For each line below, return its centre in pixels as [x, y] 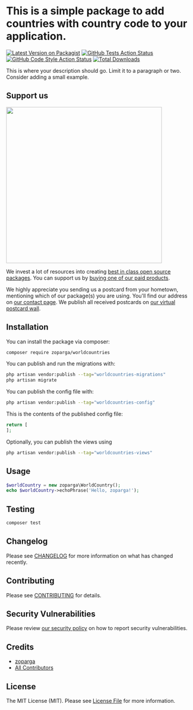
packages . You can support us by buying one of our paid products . [88, 278]
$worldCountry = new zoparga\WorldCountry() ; [63, 485]
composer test [24, 523]
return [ [17, 425]
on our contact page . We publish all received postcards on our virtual [91, 302]
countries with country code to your [97, 24]
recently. [17, 562]
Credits [20, 647]
